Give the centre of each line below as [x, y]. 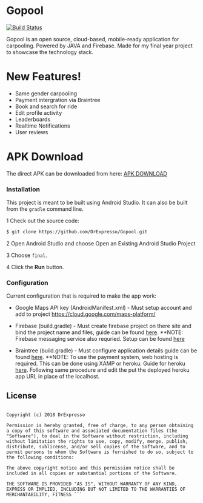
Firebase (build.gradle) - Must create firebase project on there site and [103, 326]
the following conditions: [40, 457]
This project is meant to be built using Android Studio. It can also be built [97, 203]
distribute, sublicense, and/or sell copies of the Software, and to [96, 447]
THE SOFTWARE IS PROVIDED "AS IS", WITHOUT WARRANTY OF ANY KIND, [92, 484]
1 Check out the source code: [43, 221]
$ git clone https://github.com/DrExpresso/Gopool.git [77, 232]
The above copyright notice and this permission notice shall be [90, 468]
